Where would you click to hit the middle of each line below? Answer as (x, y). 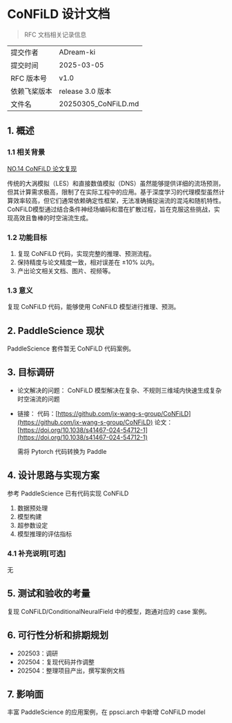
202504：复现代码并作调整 (56, 662)
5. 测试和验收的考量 (49, 594)
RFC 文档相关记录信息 (55, 34)
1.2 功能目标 (27, 237)
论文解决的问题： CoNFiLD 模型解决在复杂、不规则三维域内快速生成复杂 (119, 390)
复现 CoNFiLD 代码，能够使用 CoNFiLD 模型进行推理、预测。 (94, 307)
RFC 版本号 (29, 78)
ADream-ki (77, 52)
